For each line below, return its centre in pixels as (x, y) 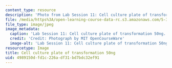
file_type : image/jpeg (29, 24)
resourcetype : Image (27, 48)
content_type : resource (31, 10)
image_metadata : (23, 29)
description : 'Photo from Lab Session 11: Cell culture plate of (76, 15)
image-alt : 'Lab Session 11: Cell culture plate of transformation (83, 43)
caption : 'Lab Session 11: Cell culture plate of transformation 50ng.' (89, 34)
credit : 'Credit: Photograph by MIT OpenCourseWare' (67, 39)
